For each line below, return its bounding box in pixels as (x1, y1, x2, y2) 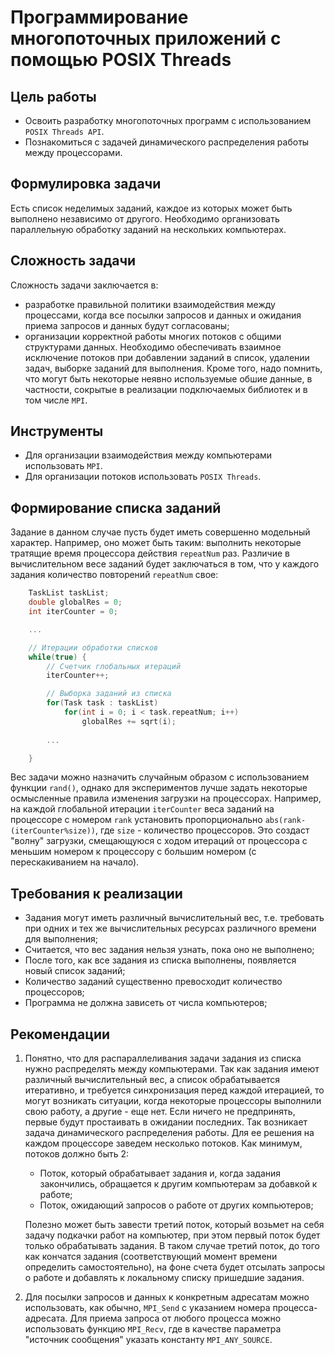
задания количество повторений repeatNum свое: (10, 569, 219, 581)
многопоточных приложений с (10, 27, 282, 50)
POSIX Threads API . (24, 126, 105, 137)
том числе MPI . (24, 394, 88, 406)
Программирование (10, 6, 189, 29)
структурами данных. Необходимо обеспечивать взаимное (24, 341, 282, 353)
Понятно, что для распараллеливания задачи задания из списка (24, 1052, 302, 1064)
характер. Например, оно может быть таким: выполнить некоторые (10, 537, 302, 549)
